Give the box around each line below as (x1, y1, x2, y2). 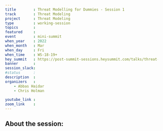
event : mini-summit (5, 34, 62, 39)
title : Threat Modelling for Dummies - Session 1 (5, 7, 125, 12)
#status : (5, 70, 36, 75)
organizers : (5, 79, 36, 84)
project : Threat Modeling (5, 16, 70, 21)
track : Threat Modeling (5, 12, 70, 16)
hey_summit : (5, 57, 36, 62)
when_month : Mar (5, 43, 45, 48)
